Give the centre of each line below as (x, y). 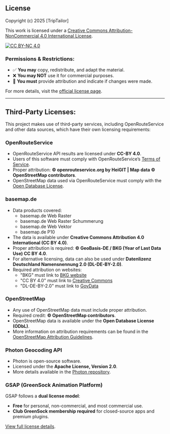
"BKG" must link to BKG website (53, 275)
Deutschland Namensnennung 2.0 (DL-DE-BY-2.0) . (68, 264)
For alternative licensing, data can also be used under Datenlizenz (82, 259)
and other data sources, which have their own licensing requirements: (78, 129)
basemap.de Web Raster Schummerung (62, 221)
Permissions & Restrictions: (40, 59)
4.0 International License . (67, 36)
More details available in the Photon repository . (62, 372)
